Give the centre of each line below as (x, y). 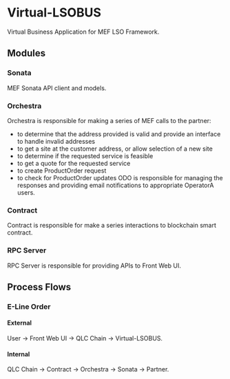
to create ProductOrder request (62, 171)
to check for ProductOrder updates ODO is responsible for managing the (120, 177)
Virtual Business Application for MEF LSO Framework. (83, 32)
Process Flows (39, 287)
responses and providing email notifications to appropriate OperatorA (115, 185)
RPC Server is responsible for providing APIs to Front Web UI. (94, 266)
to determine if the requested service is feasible (85, 155)
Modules (27, 53)
